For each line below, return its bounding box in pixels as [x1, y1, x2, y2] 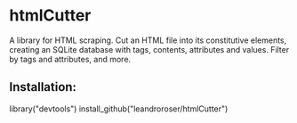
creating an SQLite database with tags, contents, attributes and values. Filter [9, 44, 290, 54]
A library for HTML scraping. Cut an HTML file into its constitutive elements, [9, 35, 287, 45]
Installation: [9, 79, 77, 94]
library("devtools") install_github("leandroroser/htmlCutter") [9, 103, 229, 114]
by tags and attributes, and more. [9, 53, 132, 64]
